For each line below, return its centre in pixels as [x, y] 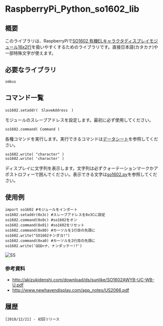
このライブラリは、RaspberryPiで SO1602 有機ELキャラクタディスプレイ [77, 41]
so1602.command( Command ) [32, 129]
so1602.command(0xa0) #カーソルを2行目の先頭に [50, 241]
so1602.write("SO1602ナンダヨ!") [38, 236]
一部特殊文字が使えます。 [31, 53]
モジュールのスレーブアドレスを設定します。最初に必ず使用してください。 [79, 120]
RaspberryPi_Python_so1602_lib [72, 9]
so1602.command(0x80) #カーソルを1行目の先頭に [50, 231]
